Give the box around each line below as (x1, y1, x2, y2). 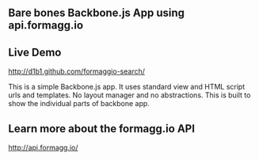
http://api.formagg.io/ (8, 143, 78, 153)
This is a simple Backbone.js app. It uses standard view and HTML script (8, 82, 246, 92)
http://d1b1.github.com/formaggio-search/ (8, 67, 145, 76)
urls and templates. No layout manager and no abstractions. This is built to (8, 90, 251, 100)
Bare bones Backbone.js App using (8, 6, 185, 20)
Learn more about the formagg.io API (8, 122, 196, 135)
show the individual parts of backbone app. (8, 99, 150, 109)
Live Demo (8, 45, 62, 59)
